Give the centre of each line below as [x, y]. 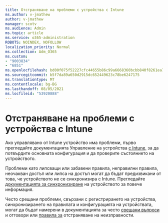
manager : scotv [21, 24]
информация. [19, 189]
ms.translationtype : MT [30, 79]
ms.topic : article [24, 33]
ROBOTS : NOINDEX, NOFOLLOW [33, 42]
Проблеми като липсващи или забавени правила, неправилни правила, [82, 168]
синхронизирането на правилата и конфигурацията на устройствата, [79, 204]
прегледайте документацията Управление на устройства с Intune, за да [82, 148]
